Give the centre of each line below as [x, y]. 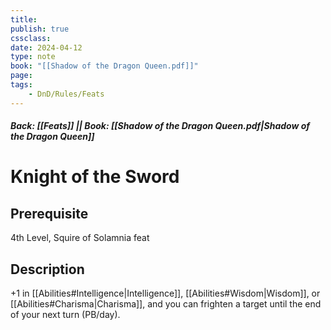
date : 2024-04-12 [46, 47]
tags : [21, 85]
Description [47, 269]
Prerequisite [49, 213]
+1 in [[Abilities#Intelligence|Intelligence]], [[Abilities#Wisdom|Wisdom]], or [165, 293]
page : [21, 76]
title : [24, 19]
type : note [33, 57]
